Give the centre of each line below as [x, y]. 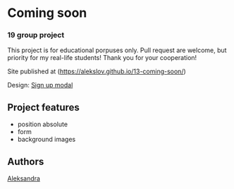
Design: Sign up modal [40, 85]
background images [47, 140]
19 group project [36, 35]
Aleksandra [24, 178]
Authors [26, 161]
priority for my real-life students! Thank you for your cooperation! [102, 58]
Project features [43, 107]
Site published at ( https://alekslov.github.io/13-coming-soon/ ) [97, 71]
